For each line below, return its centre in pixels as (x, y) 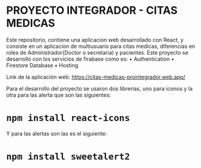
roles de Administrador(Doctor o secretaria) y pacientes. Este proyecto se (97, 52)
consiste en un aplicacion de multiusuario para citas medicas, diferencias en (101, 46)
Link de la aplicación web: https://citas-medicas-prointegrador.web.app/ (96, 77)
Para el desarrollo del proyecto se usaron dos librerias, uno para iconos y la (100, 88)
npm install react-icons (68, 118)
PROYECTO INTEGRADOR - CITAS (92, 10)
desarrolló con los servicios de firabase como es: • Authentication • (90, 59)
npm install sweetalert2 (68, 157)
